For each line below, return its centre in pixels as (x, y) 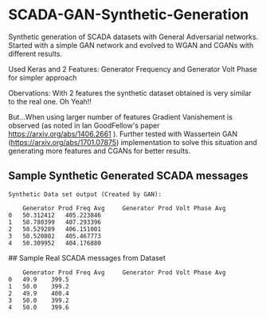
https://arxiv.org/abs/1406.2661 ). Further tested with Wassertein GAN (123, 134)
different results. (35, 53)
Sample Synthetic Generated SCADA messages (128, 176)
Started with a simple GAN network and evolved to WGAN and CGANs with (131, 45)
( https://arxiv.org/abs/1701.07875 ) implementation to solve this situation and (133, 142)
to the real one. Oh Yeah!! (50, 101)
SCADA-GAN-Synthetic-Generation (129, 15)
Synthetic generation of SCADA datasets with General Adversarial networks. (133, 37)
